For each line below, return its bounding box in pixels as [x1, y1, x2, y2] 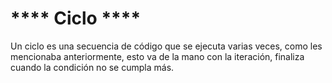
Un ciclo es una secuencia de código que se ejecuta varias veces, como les [10, 40, 323, 52]
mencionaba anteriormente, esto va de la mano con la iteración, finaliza [10, 50, 305, 62]
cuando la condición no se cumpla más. [10, 61, 175, 73]
